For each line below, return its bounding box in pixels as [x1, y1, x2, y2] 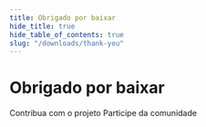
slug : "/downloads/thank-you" [9, 38, 125, 48]
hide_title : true [9, 22, 76, 31]
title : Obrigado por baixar [9, 13, 117, 23]
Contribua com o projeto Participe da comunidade [9, 108, 198, 119]
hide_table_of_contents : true [9, 30, 125, 39]
